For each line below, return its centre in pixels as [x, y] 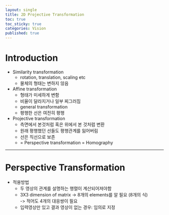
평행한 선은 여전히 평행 [42, 113]
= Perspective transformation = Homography [66, 142]
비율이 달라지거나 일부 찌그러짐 [50, 101]
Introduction [32, 58]
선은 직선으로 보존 [37, 137]
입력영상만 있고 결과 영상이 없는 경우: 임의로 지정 [68, 207]
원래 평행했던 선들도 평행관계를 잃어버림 [59, 131]
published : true [22, 33]
